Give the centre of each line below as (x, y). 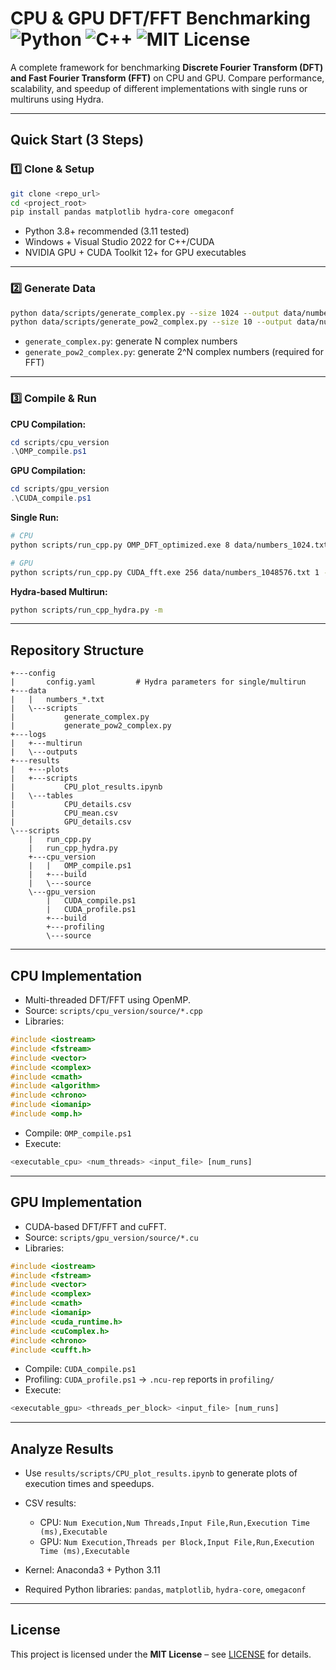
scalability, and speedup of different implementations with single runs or (159, 88)
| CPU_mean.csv (64, 813)
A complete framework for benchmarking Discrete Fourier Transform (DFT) (167, 67)
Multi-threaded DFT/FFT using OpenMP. (107, 1000)
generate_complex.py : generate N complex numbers (131, 341)
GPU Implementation (76, 1202)
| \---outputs (44, 752)
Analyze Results (62, 1448)
